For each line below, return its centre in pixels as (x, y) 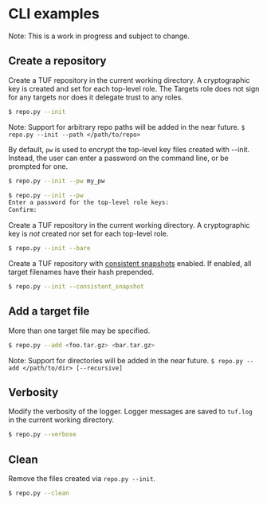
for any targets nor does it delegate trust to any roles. (96, 97)
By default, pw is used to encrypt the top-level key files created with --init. (129, 149)
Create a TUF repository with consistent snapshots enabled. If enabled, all (130, 263)
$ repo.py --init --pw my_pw (57, 181)
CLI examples (54, 14)
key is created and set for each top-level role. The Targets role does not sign (134, 88)
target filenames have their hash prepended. (81, 272)
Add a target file (49, 311)
